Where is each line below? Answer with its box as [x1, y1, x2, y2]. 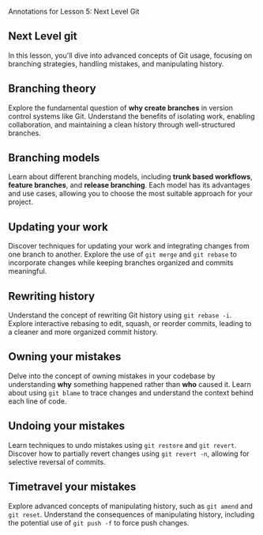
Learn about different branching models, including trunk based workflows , [8, 172, 253, 181]
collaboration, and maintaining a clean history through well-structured [8, 120, 235, 129]
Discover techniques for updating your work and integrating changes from [8, 241, 250, 251]
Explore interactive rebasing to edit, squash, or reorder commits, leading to [8, 319, 252, 328]
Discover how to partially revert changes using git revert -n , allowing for [8, 449, 250, 458]
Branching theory [8, 82, 96, 96]
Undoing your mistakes [8, 419, 125, 433]
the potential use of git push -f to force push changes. [8, 518, 190, 527]
